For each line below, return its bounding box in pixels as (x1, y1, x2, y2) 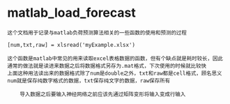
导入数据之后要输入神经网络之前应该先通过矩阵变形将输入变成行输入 (20, 91, 186, 98)
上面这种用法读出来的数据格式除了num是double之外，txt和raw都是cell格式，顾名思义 (7, 70, 222, 77)
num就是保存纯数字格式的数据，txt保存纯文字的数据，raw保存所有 (7, 77, 171, 84)
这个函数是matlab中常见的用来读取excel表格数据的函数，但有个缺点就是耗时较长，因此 (7, 54, 223, 62)
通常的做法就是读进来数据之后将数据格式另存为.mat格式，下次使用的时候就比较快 (7, 62, 207, 69)
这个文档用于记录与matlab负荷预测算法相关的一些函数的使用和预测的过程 (7, 29, 187, 36)
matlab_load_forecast (7, 5, 136, 21)
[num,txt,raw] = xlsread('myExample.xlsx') (7, 41, 136, 48)
